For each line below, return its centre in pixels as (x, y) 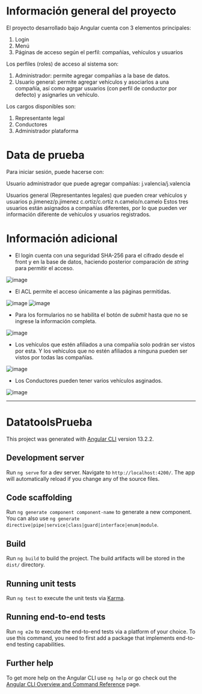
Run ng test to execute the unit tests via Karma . (66, 598)
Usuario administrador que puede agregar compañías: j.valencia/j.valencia (98, 183)
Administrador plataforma (47, 131)
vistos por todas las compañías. (54, 357)
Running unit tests (41, 584)
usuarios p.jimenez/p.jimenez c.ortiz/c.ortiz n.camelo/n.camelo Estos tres (97, 201)
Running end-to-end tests (56, 617)
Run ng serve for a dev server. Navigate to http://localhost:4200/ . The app (101, 472)
